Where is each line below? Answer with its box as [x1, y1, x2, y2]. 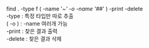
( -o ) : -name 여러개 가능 [6, 20, 68, 27]
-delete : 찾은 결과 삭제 [6, 35, 62, 42]
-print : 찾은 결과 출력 [6, 27, 58, 35]
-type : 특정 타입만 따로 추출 [6, 12, 74, 19]
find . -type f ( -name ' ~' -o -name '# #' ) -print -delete [6, 5, 144, 12]
